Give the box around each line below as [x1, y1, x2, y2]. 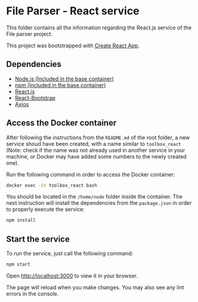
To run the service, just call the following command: [6, 250, 134, 257]
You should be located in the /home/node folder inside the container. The [6, 193, 183, 200]
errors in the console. [6, 290, 59, 297]
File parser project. [6, 30, 52, 37]
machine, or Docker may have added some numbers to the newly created [6, 152, 187, 160]
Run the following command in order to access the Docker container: [6, 170, 175, 178]
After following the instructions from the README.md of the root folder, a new [6, 133, 190, 141]
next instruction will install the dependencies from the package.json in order [6, 199, 192, 207]
